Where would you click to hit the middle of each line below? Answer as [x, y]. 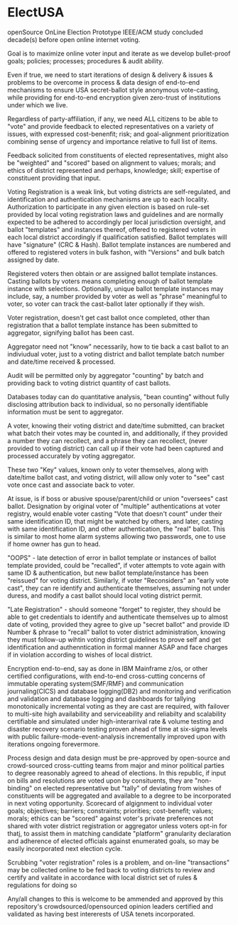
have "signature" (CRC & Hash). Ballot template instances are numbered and [119, 244]
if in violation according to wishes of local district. [80, 655]
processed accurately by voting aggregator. [71, 455]
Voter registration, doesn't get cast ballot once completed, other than [109, 317]
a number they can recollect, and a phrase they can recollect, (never [108, 440]
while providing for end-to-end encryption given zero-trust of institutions [114, 97]
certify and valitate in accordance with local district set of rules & [102, 877]
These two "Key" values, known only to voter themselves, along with [108, 470]
